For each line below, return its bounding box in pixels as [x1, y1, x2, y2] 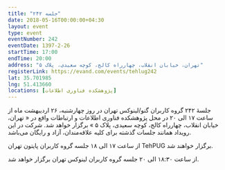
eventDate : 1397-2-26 [8, 42, 71, 49]
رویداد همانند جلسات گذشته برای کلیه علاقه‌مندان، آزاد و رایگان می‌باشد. [8, 129, 192, 137]
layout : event [8, 23, 49, 30]
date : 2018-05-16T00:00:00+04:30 [8, 17, 105, 23]
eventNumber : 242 [8, 36, 58, 43]
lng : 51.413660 [8, 81, 52, 88]
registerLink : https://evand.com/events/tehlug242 [8, 68, 157, 75]
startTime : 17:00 [8, 49, 58, 56]
